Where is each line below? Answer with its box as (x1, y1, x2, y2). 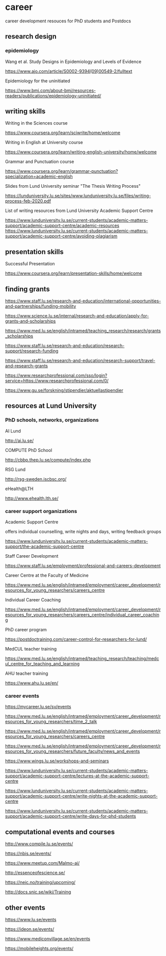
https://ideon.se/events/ (5, 926, 55, 932)
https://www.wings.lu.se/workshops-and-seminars (5, 758, 109, 764)
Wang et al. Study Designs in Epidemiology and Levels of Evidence (5, 59, 142, 65)
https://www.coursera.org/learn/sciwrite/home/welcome (5, 130, 120, 136)
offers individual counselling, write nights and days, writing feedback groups (5, 528, 162, 535)
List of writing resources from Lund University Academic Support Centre (5, 208, 154, 214)
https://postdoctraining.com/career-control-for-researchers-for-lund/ (5, 636, 147, 642)
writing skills (5, 107, 46, 116)
